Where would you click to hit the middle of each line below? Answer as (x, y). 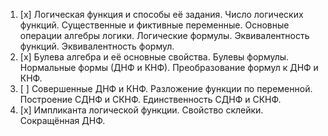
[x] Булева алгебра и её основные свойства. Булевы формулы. (154, 57)
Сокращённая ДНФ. (62, 120)
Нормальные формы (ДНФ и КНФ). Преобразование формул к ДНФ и (169, 67)
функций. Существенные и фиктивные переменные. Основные (154, 25)
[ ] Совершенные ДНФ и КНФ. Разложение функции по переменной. (166, 88)
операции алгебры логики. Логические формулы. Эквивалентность (164, 35)
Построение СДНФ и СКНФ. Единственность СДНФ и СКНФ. (150, 99)
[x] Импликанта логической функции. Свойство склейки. (141, 110)
